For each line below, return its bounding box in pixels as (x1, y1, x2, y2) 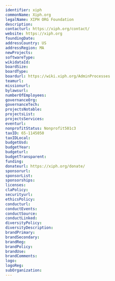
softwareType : (5, 54, 36, 60)
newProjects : (5, 50, 33, 55)
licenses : (5, 183, 26, 188)
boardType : (5, 69, 28, 74)
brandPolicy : (5, 244, 33, 249)
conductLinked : (5, 216, 38, 221)
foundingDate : (5, 36, 36, 41)
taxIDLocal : (5, 135, 31, 140)
